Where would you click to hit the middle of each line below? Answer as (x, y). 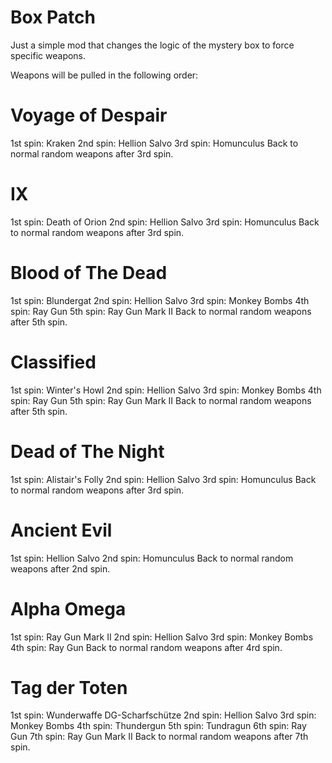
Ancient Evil (61, 530)
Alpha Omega (68, 608)
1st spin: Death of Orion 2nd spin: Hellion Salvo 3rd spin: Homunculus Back (165, 222)
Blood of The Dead (89, 273)
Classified (53, 362)
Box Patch (53, 17)
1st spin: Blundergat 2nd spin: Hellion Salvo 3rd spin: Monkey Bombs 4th (160, 300)
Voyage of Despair (89, 115)
